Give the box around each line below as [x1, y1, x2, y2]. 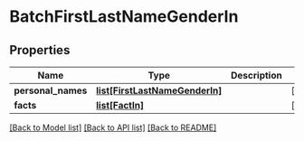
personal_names [14, 84, 88, 97]
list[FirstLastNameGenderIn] [96, 84, 223, 97]
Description [230, 70, 282, 81]
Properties [9, 42, 71, 58]
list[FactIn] [96, 99, 145, 111]
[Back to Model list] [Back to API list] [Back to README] [9, 122, 217, 133]
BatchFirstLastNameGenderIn [9, 6, 239, 27]
